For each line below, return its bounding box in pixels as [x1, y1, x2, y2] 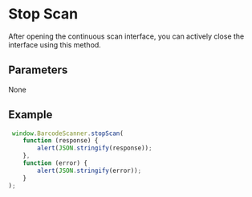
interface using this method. [8, 39, 102, 49]
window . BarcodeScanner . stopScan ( [11, 129, 124, 137]
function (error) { [22, 159, 88, 167]
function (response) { [22, 137, 99, 145]
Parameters [8, 64, 68, 77]
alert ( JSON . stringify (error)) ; [37, 166, 142, 174]
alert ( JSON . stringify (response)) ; [37, 144, 152, 153]
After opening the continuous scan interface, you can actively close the [8, 31, 245, 41]
